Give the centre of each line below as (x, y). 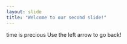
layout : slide (24, 12)
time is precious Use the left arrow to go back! (64, 34)
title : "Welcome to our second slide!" (57, 17)
